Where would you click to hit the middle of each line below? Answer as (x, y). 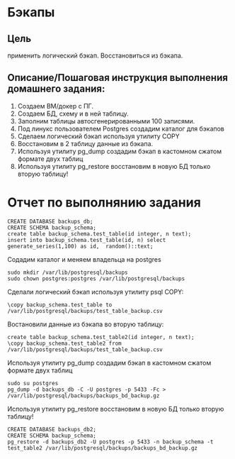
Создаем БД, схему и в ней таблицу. (73, 114)
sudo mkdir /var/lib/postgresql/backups (68, 272)
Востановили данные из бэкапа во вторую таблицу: (86, 324)
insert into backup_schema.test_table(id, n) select (87, 240)
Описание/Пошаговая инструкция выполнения (118, 78)
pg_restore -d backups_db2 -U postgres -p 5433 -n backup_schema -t (110, 442)
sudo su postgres (33, 383)
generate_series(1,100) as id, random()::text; (80, 246)
